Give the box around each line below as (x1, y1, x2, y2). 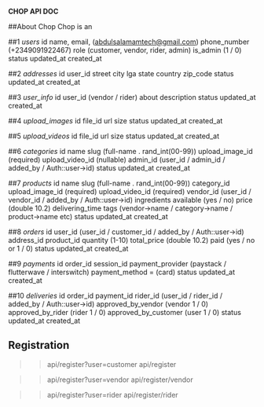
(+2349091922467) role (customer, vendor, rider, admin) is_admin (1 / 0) (8, 46, 242, 54)
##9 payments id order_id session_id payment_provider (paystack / (8, 259, 227, 268)
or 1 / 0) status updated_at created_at (8, 244, 129, 253)
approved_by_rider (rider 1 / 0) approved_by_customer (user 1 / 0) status (8, 308, 242, 317)
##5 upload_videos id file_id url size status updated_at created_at (8, 131, 220, 141)
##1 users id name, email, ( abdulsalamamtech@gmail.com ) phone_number (8, 37, 250, 46)
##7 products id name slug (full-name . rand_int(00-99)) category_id (8, 178, 230, 188)
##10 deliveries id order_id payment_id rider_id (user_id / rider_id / (8, 291, 222, 300)
